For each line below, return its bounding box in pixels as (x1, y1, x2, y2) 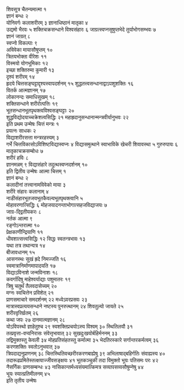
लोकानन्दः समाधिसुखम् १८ (6, 94, 56, 100)
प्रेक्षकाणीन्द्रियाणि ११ (6, 229, 43, 235)
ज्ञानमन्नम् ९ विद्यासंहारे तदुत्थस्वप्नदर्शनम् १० (6, 161, 88, 168)
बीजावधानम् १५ (6, 249, 35, 256)
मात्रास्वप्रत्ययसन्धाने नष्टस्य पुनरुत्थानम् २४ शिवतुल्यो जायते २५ (6, 303, 124, 310)
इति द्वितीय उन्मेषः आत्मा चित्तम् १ (6, 168, 67, 175)
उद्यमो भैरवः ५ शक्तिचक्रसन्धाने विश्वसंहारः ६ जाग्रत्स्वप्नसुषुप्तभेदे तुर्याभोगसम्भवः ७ (6, 26, 156, 33)
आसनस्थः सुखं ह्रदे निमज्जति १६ (6, 256, 67, 262)
